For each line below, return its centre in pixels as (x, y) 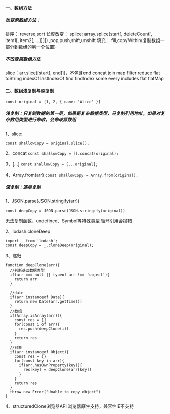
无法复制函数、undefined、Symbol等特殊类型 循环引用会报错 (69, 221)
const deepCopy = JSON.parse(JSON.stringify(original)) (65, 211)
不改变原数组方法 (23, 59)
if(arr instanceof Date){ (37, 297)
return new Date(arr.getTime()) (48, 301)
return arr (26, 279)
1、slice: (14, 134)
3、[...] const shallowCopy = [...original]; (52, 164)
